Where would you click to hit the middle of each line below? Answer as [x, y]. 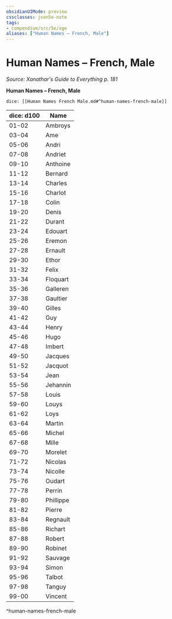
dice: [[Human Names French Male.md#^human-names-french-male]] [87, 102]
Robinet [56, 549]
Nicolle [55, 472]
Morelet [56, 452]
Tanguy [56, 587]
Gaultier [57, 299]
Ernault [56, 251]
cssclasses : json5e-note [37, 17]
